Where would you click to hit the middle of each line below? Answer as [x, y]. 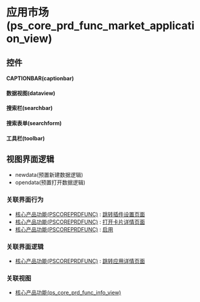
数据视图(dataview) [31, 93]
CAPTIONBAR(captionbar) [40, 78]
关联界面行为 [25, 200]
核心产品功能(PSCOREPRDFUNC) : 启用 [64, 229]
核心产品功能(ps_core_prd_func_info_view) [68, 293]
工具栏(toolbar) [26, 138]
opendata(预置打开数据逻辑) [50, 182]
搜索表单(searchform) [34, 123]
